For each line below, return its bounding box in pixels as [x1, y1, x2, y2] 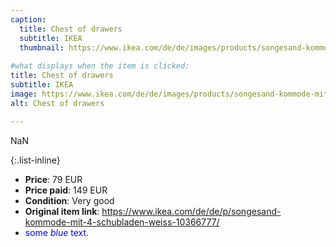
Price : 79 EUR [24, 173, 83, 185]
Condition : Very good [24, 194, 115, 206]
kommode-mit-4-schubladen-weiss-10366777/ [24, 216, 220, 228]
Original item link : [24, 205, 100, 217]
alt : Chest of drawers [10, 98, 105, 108]
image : [10, 89, 38, 99]
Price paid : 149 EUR [24, 184, 108, 196]
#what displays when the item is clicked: [10, 61, 190, 71]
